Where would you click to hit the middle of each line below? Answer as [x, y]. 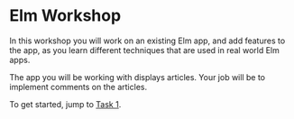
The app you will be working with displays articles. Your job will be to [138, 77]
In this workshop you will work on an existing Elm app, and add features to [147, 41]
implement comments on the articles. [78, 87]
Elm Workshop [65, 16]
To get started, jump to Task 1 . [65, 104]
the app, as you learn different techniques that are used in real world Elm [144, 50]
